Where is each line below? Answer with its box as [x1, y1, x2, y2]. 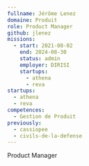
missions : [7, 36, 36, 43]
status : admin [19, 55, 60, 62]
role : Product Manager [7, 23, 73, 30]
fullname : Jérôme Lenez [7, 10, 76, 17]
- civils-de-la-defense [13, 132, 82, 139]
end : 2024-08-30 [19, 49, 67, 56]
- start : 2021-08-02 [13, 42, 73, 49]
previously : [7, 119, 42, 127]
